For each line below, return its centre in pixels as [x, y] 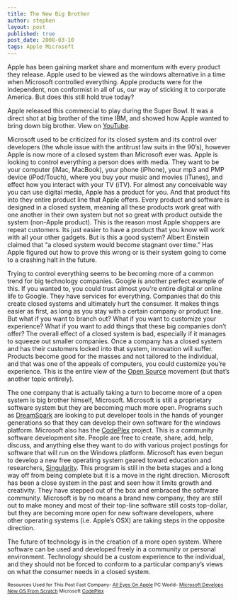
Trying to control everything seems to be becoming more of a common [110, 274]
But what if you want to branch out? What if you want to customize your [112, 319]
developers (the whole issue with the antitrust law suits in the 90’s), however [119, 147]
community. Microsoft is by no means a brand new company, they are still [115, 498]
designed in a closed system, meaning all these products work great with [114, 207]
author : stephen [31, 21]
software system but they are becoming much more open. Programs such [115, 407]
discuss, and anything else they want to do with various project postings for [118, 445]
